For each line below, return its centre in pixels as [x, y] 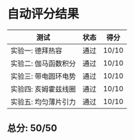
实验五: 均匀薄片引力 [43, 102]
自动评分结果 [43, 14]
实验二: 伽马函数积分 [43, 64]
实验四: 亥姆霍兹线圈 [43, 89]
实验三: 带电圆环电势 [43, 76]
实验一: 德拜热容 [37, 51]
